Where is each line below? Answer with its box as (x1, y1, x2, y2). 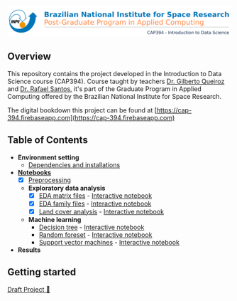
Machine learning (28, 215, 82, 223)
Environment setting (17, 153, 79, 162)
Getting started (7, 266, 77, 278)
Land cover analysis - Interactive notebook (38, 207, 165, 216)
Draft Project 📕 (7, 285, 51, 293)
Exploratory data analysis (28, 184, 106, 192)
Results (17, 245, 41, 254)
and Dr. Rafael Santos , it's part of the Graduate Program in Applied (7, 84, 202, 93)
